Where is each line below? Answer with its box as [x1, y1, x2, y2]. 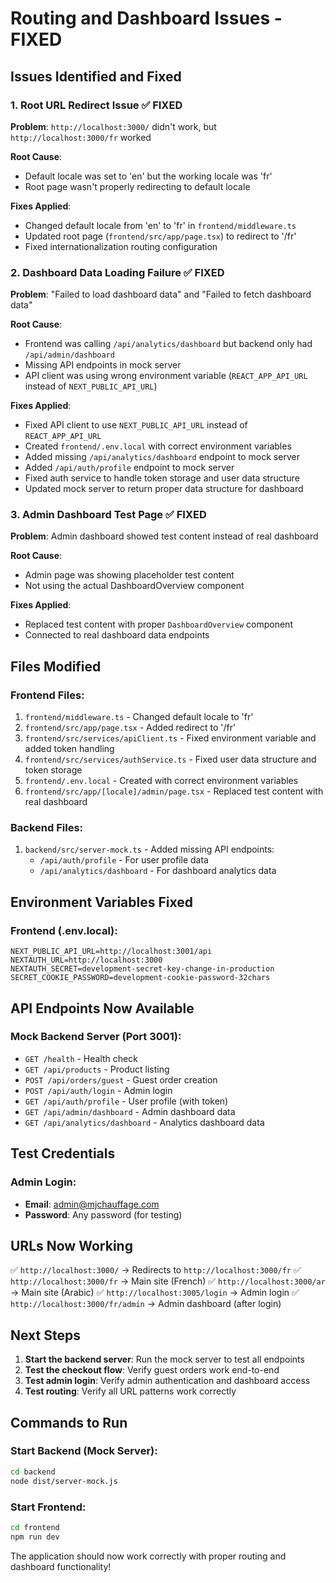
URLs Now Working [10, 1237, 133, 1254]
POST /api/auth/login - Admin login [24, 1084, 173, 1096]
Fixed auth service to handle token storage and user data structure [24, 472, 300, 484]
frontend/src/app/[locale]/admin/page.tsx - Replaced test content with [24, 785, 324, 797]
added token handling [24, 743, 115, 755]
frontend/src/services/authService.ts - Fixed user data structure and [24, 753, 317, 766]
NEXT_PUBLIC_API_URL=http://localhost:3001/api [10, 947, 213, 957]
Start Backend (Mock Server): [10, 1444, 158, 1458]
